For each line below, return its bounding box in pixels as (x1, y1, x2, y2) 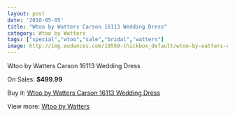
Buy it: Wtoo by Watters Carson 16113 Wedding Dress (7, 88, 161, 97)
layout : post (7, 10, 45, 17)
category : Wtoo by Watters (7, 29, 86, 37)
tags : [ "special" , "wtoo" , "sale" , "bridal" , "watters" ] (7, 36, 164, 43)
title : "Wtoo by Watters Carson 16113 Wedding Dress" (7, 23, 168, 30)
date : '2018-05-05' (7, 17, 64, 24)
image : (7, 42, 27, 49)
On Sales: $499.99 (7, 75, 63, 84)
